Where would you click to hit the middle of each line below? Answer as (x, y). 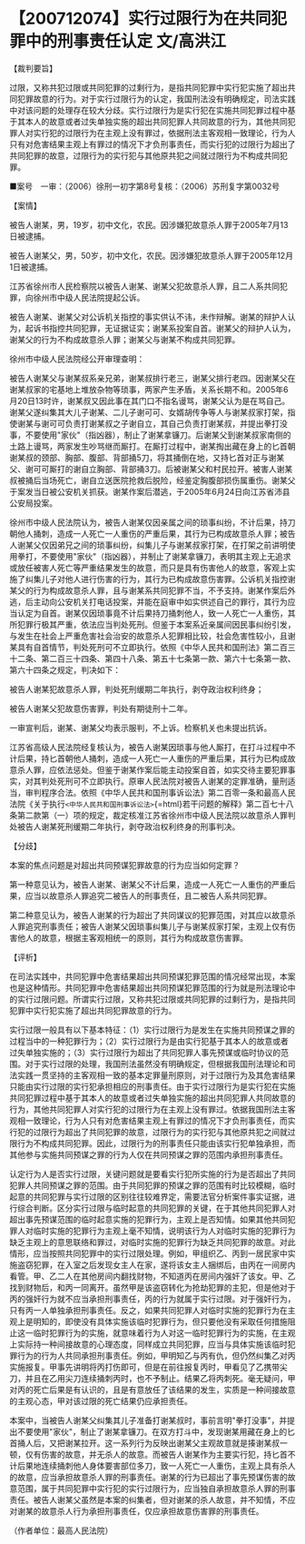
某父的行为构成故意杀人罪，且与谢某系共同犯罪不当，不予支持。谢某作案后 (148, 590)
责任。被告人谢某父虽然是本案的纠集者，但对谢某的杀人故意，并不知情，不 (148, 1499)
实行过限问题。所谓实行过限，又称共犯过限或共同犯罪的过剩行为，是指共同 (156, 999)
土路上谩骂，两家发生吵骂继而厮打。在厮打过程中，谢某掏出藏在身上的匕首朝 (152, 446)
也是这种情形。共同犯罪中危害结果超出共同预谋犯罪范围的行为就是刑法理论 (148, 987)
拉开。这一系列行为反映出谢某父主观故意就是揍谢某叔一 (184, 1443)
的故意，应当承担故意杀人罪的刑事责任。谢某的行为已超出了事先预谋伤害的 (148, 1477)
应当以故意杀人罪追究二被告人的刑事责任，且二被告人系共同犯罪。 (148, 896)
